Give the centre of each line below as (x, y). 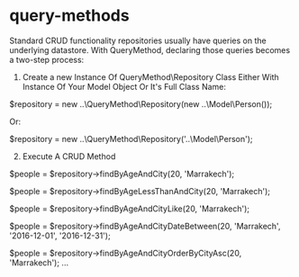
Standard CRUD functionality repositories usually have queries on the (138, 40)
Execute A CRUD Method (69, 156)
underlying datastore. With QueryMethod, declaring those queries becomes (150, 49)
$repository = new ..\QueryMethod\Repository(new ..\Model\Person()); (141, 103)
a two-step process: (47, 59)
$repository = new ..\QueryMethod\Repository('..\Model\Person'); (131, 138)
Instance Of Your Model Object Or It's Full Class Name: (124, 86)
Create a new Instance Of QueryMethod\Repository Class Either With (150, 76)
